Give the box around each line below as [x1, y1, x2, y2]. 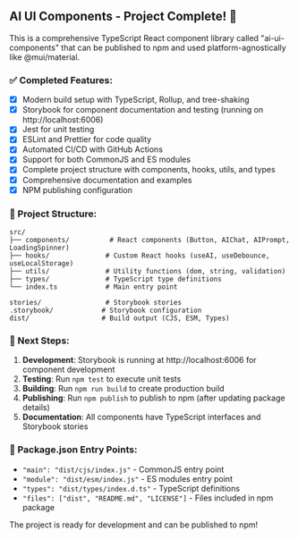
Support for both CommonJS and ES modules [21, 154, 191, 165]
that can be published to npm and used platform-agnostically [61, 42, 286, 53]
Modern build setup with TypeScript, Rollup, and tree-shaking [21, 95, 250, 105]
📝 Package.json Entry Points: [9, 443, 138, 456]
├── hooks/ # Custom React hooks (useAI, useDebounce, [9, 251, 270, 260]
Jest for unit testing [21, 124, 95, 135]
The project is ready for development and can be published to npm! [9, 519, 258, 530]
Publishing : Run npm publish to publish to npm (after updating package [21, 392, 285, 403]
